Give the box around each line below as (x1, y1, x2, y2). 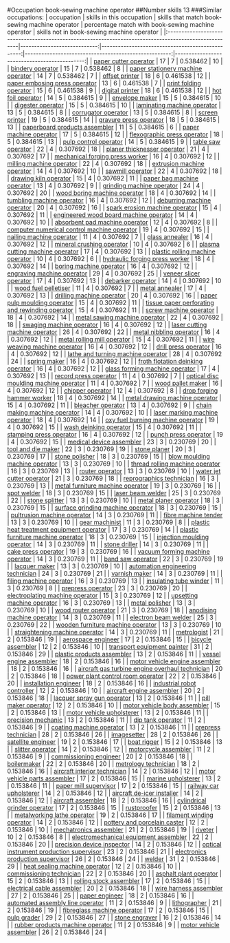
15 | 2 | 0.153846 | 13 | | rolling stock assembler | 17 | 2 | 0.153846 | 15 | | (7, 877, 211, 884)
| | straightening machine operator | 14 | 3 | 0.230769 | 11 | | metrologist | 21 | (7, 628, 224, 636)
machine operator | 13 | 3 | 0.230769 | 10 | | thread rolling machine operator (7, 459, 221, 468)
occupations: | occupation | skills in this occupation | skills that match (7, 13, 204, 21)
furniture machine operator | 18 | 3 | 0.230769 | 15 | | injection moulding (7, 533, 209, 541)
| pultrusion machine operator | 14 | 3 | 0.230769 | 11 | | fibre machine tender (7, 511, 223, 519)
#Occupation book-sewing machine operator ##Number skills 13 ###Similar (7, 6, 222, 14)
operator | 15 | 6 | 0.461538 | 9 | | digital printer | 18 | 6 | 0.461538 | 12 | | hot (7, 86, 222, 94)
